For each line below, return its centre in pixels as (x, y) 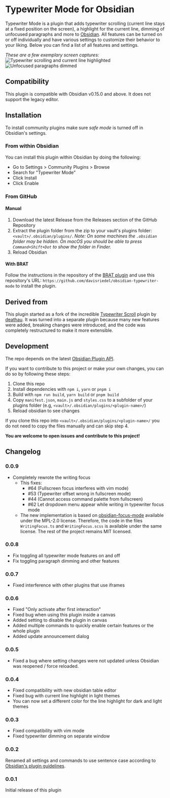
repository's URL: (24, 281)
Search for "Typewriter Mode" (44, 172)
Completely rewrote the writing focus (51, 477)
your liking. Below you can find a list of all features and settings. (72, 45)
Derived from (27, 302)
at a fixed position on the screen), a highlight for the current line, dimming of (85, 28)
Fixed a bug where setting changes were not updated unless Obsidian (86, 661)
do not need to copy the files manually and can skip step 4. (67, 426)
